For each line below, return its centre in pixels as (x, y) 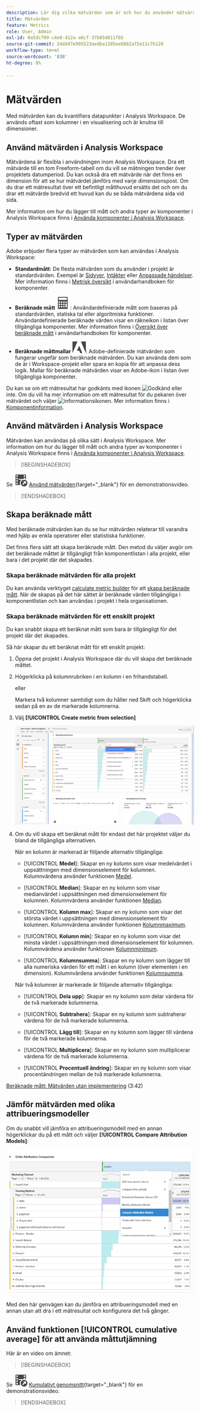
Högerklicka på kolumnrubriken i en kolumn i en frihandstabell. (91, 677)
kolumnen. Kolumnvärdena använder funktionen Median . (93, 900)
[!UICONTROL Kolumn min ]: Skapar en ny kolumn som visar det (102, 936)
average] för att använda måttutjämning (82, 1339)
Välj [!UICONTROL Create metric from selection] (75, 718)
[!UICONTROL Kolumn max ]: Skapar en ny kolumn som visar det (103, 912)
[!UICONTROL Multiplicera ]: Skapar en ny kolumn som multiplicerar (107, 1050)
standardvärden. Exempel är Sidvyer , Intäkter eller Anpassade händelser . (104, 275)
